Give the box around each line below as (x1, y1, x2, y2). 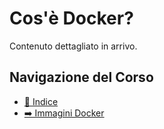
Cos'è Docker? (9, 7, 134, 30)
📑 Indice (23, 95, 59, 107)
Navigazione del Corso (9, 69, 154, 86)
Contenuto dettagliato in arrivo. (9, 40, 138, 52)
